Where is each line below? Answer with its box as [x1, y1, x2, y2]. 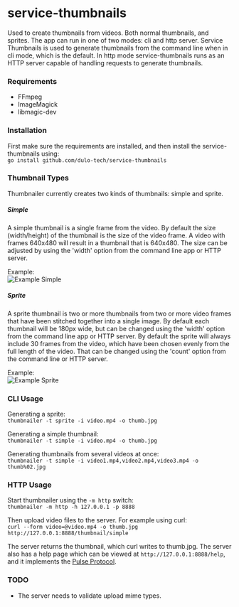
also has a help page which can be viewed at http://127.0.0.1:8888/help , [7, 549, 225, 559]
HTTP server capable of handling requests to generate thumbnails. [7, 58, 203, 67]
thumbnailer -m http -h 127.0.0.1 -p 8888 [7, 503, 135, 511]
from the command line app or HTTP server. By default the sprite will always [7, 332, 231, 340]
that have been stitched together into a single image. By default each [7, 316, 210, 325]
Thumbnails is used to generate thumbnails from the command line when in [7, 43, 228, 52]
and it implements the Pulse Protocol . [7, 557, 117, 566]
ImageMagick [17, 100, 58, 109]
